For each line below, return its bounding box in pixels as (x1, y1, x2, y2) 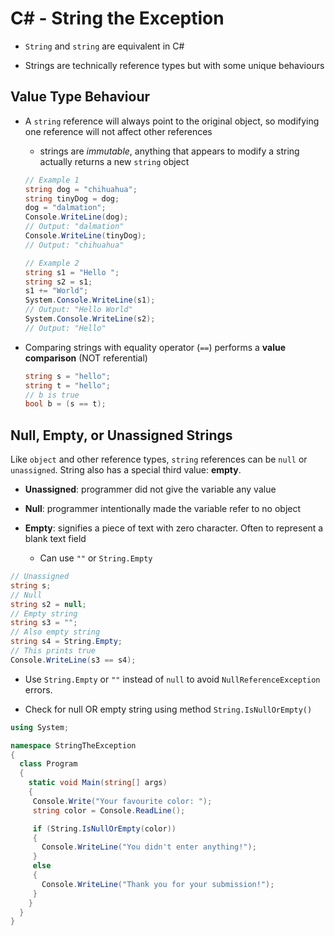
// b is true (24, 390, 80, 400)
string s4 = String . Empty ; (10, 637, 123, 647)
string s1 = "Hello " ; (24, 267, 120, 277)
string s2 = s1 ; (24, 277, 93, 287)
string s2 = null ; (10, 599, 87, 609)
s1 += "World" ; (24, 286, 89, 296)
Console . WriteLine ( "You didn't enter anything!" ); (41, 842, 257, 852)
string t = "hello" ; (24, 380, 111, 391)
